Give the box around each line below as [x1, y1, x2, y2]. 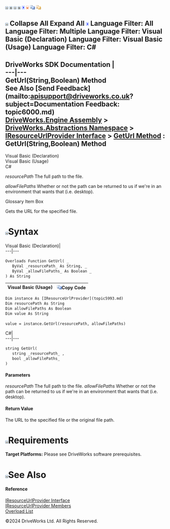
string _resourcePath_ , [12, 351, 65, 356]
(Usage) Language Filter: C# [5, 43, 96, 52]
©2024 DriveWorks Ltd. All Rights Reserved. [5, 518, 98, 524]
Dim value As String [5, 311, 49, 316]
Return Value [5, 405, 33, 411]
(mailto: [5, 92, 30, 100]
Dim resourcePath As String [5, 301, 65, 306]
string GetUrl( [5, 346, 38, 351]
